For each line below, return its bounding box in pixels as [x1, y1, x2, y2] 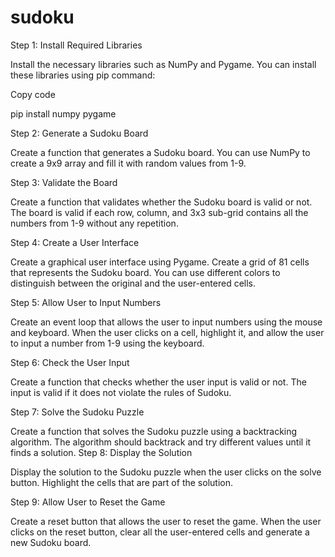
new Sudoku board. [10, 536, 92, 548]
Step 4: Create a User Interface [10, 236, 140, 248]
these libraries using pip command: [10, 69, 156, 81]
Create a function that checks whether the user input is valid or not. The [10, 376, 307, 388]
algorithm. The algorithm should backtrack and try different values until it [10, 436, 312, 448]
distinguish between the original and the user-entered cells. [10, 277, 256, 289]
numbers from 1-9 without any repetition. [10, 217, 179, 229]
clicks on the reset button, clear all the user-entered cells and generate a [10, 526, 310, 538]
